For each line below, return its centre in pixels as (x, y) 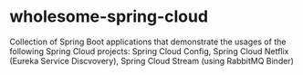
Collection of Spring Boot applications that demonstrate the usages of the (148, 42)
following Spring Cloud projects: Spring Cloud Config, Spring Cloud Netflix (149, 51)
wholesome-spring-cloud (109, 17)
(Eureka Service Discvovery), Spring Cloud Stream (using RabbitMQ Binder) (151, 61)
